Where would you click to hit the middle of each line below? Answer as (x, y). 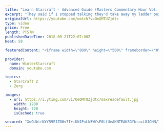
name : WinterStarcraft (32, 64)
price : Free (17, 28)
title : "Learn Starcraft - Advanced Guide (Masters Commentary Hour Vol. (82, 10)
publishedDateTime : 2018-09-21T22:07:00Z (48, 37)
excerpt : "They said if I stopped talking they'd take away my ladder (78, 14)
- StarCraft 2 (24, 82)
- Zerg (16, 86)
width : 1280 (26, 104)
